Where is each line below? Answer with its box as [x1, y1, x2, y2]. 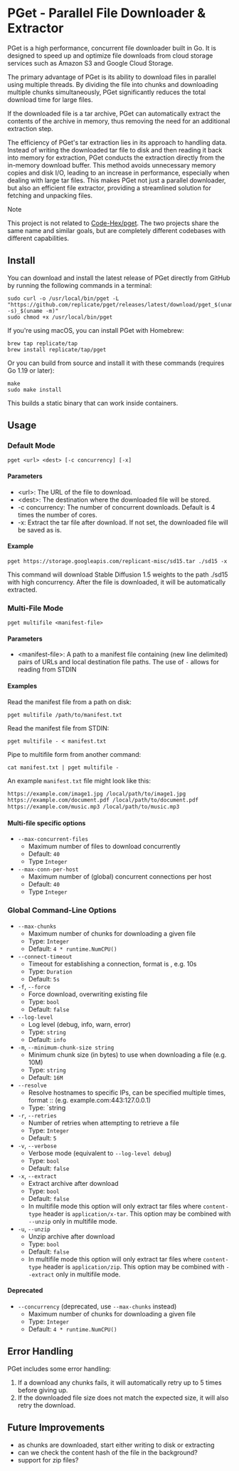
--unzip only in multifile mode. [28, 1217, 117, 1225]
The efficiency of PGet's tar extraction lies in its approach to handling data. [7, 138, 228, 147]
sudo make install [7, 386, 62, 393]
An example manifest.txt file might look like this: [7, 776, 152, 785]
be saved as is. [17, 525, 62, 534]
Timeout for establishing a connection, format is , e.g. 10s [28, 959, 197, 968]
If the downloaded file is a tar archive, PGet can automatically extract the [7, 109, 221, 118]
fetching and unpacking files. [7, 191, 93, 200]
